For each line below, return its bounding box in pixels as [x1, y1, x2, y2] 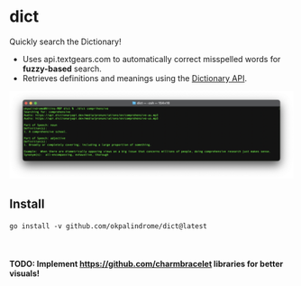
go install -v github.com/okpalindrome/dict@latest [9, 222, 207, 231]
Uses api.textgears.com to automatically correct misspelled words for [22, 53, 281, 64]
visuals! [9, 268, 41, 279]
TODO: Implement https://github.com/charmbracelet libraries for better [9, 258, 284, 269]
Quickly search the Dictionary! [9, 36, 122, 47]
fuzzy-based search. [22, 63, 102, 74]
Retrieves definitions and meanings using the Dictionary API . [22, 72, 248, 83]
